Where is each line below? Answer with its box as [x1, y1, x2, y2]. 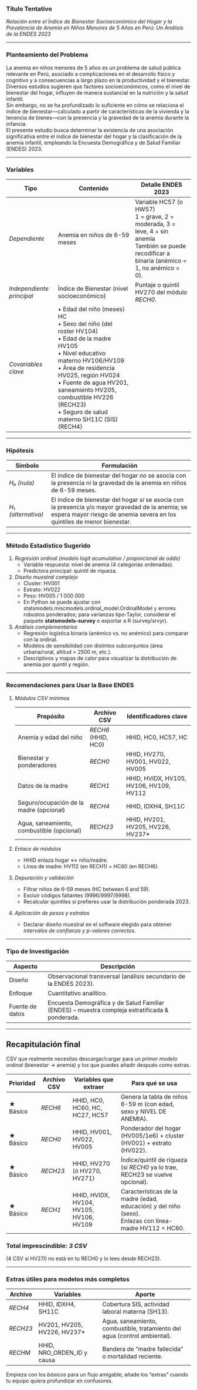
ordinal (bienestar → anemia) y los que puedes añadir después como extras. [6, 1061, 191, 1068]
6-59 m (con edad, [120, 1100, 174, 1108]
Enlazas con [120, 1217, 154, 1225]
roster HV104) [57, 327, 98, 335]
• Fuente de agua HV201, [57, 378, 129, 387]
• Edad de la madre [57, 334, 111, 343]
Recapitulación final [6, 1039, 81, 1050]
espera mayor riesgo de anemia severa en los [50, 511, 176, 519]
